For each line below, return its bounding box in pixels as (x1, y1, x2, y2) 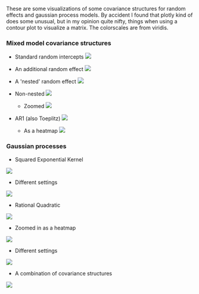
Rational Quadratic (14, 201, 61, 209)
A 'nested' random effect (14, 78, 76, 85)
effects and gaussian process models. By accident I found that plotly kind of (6, 11, 193, 19)
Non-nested (14, 90, 45, 97)
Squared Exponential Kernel (14, 155, 83, 163)
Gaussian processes (6, 142, 67, 151)
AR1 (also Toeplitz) (14, 115, 61, 122)
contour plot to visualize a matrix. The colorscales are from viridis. (6, 24, 169, 31)
